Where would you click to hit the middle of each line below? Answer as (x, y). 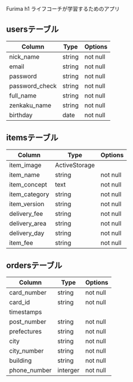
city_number (27, 351)
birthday (21, 115)
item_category (29, 194)
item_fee (21, 243)
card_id (20, 302)
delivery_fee (26, 213)
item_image (25, 165)
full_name (23, 96)
